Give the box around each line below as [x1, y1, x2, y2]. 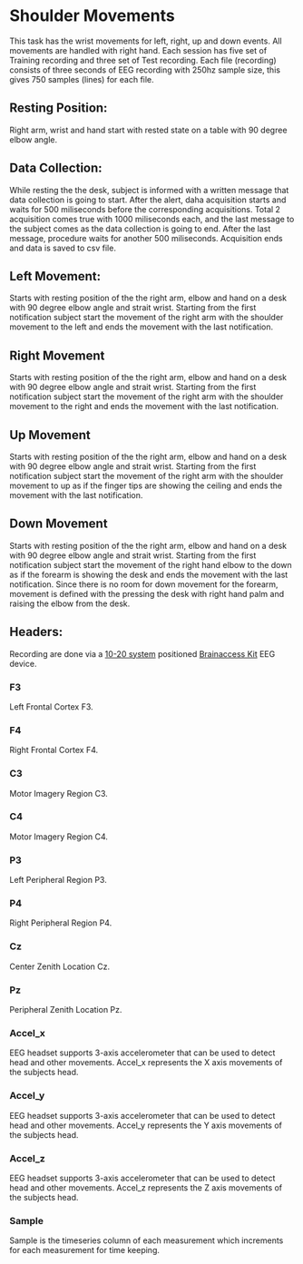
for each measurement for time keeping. [9, 1245, 161, 1256]
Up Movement [9, 427, 91, 443]
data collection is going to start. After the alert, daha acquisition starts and [9, 194, 287, 205]
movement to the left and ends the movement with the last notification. [9, 321, 274, 332]
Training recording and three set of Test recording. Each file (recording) [9, 54, 277, 65]
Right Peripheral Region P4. [9, 917, 112, 928]
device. [9, 658, 37, 669]
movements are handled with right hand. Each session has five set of [9, 44, 268, 55]
